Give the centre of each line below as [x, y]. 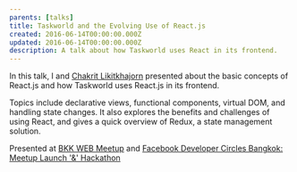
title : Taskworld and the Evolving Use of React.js [107, 26]
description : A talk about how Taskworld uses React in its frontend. [144, 51]
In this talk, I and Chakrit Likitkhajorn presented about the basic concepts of [149, 76]
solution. [25, 131]
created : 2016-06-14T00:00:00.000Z [76, 34]
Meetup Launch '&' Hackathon [65, 158]
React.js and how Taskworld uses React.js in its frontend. [115, 86]
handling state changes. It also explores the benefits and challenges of [140, 112]
